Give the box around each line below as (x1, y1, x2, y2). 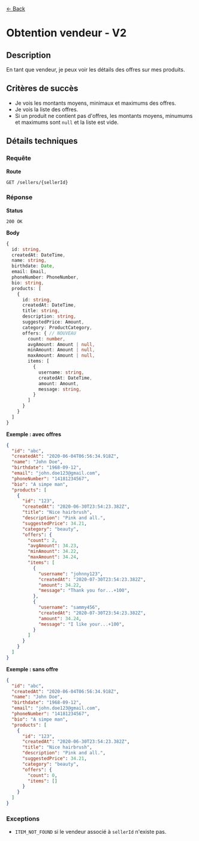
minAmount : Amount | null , (28, 347, 95, 353)
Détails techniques (6, 136, 78, 146)
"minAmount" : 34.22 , (28, 549, 79, 555)
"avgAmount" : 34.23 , (28, 543, 79, 549)
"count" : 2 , (28, 537, 58, 543)
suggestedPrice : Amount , (22, 319, 85, 325)
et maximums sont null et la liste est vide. (14, 119, 119, 126)
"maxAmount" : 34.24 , (28, 554, 79, 560)
